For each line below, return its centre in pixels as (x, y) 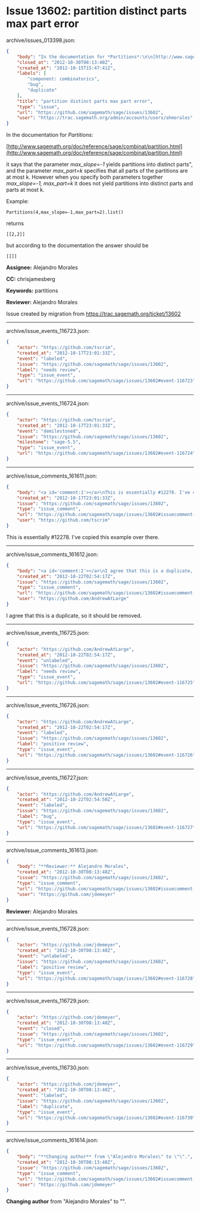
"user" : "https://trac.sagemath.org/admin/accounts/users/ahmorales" (105, 118)
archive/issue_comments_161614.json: (52, 1140)
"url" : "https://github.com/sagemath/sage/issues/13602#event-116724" (106, 453)
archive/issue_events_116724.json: (48, 403)
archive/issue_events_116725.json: (48, 632)
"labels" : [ (32, 74)
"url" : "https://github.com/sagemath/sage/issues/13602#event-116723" (106, 381)
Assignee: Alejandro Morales (42, 268)
